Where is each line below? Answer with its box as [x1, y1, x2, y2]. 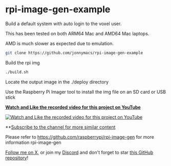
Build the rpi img [5, 59, 40, 66]
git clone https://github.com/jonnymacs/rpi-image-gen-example [5, 50, 143, 55]
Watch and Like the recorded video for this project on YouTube [5, 104, 141, 110]
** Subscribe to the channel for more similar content [5, 124, 116, 130]
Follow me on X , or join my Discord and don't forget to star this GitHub [5, 149, 154, 155]
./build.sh [5, 69, 29, 75]
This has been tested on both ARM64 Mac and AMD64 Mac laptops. [5, 30, 149, 36]
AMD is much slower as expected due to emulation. [5, 40, 114, 47]
